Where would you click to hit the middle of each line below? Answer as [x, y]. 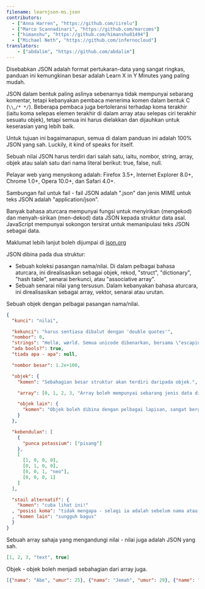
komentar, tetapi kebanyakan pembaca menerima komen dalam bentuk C [98, 100]
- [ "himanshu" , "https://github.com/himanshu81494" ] [80, 35]
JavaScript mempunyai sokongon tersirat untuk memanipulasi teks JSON [98, 224]
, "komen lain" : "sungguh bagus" [54, 517]
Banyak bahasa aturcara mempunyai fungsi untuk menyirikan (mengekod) [99, 211]
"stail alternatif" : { [41, 500]
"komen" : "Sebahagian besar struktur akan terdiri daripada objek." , [108, 382]
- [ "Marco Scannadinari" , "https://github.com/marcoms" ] [86, 29]
